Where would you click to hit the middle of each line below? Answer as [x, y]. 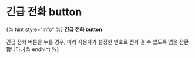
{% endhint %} [41, 49]
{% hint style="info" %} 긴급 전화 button [54, 29]
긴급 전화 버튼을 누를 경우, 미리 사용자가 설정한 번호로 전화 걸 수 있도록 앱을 [92, 42]
